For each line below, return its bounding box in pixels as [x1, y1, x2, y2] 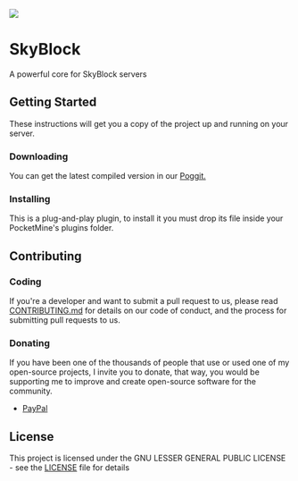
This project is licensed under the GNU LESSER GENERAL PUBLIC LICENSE [9, 452, 286, 464]
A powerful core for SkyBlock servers [9, 68, 147, 80]
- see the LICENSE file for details [9, 462, 130, 473]
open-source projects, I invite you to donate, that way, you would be [9, 367, 261, 377]
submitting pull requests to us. [9, 315, 120, 325]
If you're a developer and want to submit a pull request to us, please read [9, 296, 278, 307]
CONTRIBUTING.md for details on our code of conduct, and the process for [9, 305, 287, 316]
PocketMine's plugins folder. [9, 223, 114, 233]
